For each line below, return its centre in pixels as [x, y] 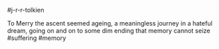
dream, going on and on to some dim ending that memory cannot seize [109, 31]
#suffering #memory [37, 38]
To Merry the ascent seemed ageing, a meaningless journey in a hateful [110, 23]
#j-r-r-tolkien [26, 10]
